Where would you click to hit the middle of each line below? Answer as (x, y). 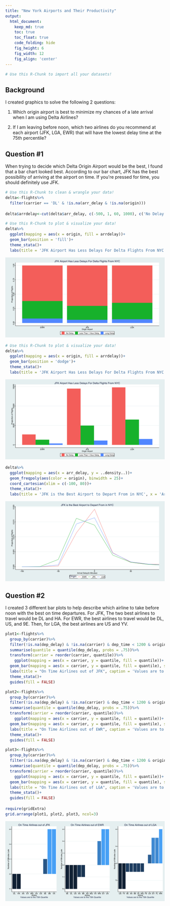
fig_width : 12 (29, 53)
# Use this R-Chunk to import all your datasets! (59, 74)
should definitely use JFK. (32, 182)
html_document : (26, 21)
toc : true (25, 32)
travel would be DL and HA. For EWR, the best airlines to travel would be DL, (84, 618)
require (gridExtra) (26, 809)
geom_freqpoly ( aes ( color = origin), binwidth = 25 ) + (67, 478)
